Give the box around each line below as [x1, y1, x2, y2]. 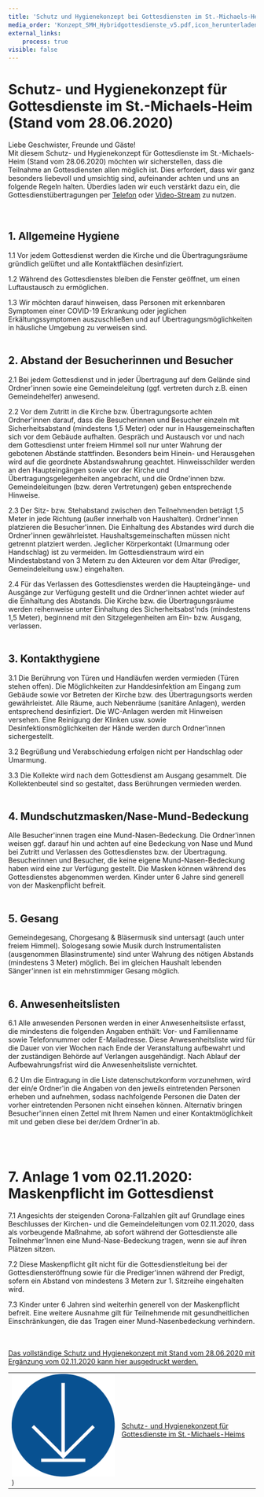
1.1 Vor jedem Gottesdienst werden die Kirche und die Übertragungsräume [8, 250, 248, 259]
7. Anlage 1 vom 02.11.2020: [8, 1168, 192, 1186]
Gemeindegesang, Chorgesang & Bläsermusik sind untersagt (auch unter [8, 932, 245, 943]
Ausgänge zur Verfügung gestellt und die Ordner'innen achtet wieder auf [8, 587, 245, 597]
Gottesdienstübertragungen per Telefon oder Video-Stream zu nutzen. [8, 190, 237, 200]
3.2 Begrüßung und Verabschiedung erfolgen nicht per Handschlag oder [8, 747, 244, 756]
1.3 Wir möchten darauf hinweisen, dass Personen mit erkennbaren [8, 297, 225, 307]
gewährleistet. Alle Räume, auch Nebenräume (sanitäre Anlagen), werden [8, 698, 246, 708]
